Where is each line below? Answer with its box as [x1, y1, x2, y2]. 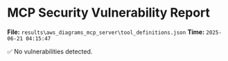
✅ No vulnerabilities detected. [7, 47, 93, 55]
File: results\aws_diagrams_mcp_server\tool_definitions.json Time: [7, 28, 205, 36]
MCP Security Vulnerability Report [7, 5, 210, 21]
